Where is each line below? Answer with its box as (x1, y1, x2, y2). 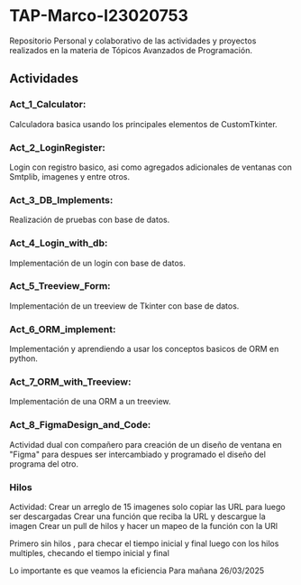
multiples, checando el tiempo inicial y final (9, 548, 169, 558)
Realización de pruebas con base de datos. (9, 214, 170, 226)
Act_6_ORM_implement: (9, 322, 116, 335)
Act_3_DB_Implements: (9, 193, 114, 206)
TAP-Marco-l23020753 (9, 5, 189, 26)
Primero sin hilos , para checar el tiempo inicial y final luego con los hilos (9, 538, 279, 549)
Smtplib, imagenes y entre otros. (9, 171, 131, 181)
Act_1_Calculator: (9, 98, 87, 111)
